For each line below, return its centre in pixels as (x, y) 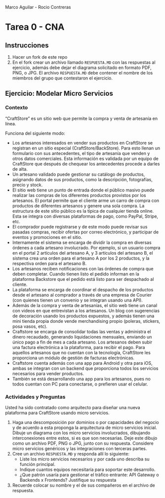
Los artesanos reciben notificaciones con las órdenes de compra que (83, 268)
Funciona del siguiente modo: (35, 133)
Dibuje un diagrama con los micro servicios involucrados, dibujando (81, 433)
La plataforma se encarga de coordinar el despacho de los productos (83, 289)
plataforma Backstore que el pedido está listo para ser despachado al (83, 279)
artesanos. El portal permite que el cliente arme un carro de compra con (86, 200)
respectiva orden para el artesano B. (49, 263)
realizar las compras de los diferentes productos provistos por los (79, 195)
